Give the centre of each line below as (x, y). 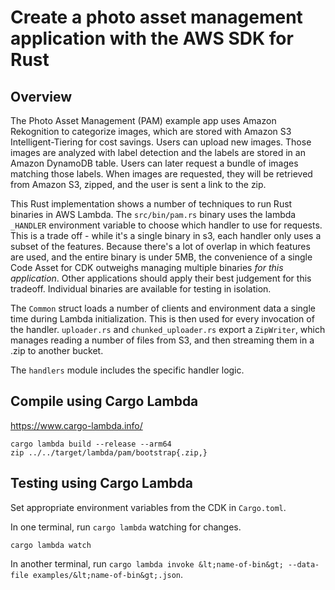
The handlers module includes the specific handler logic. (127, 370)
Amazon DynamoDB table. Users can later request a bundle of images (154, 163)
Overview (41, 96)
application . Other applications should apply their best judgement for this (161, 278)
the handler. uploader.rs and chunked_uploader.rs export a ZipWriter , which (168, 329)
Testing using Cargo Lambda (101, 483)
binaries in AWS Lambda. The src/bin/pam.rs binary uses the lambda (153, 214)
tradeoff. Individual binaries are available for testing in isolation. (141, 289)
